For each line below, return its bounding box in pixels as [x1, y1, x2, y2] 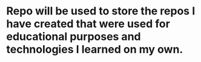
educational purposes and [6, 30, 141, 43]
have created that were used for [6, 17, 171, 31]
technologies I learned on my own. [6, 43, 183, 57]
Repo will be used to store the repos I [6, 4, 196, 18]
